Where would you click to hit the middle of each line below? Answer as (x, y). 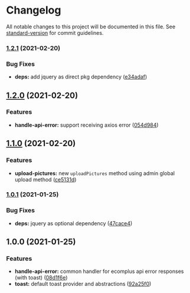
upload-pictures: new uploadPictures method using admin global (95, 173)
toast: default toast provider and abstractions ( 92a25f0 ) (83, 284)
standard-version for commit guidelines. (55, 32)
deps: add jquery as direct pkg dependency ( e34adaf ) (81, 77)
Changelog (34, 10)
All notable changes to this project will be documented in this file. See (91, 27)
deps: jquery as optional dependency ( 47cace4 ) (73, 223)
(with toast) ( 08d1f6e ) (41, 278)
